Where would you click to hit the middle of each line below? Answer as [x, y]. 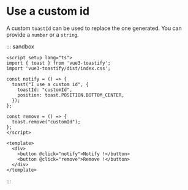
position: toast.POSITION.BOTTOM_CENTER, [71, 95]
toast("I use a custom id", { [50, 84]
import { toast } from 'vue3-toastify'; [59, 63]
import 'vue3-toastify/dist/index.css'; [59, 68]
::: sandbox [21, 46]
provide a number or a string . [43, 34]
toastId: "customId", [45, 90]
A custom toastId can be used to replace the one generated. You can [94, 28]
